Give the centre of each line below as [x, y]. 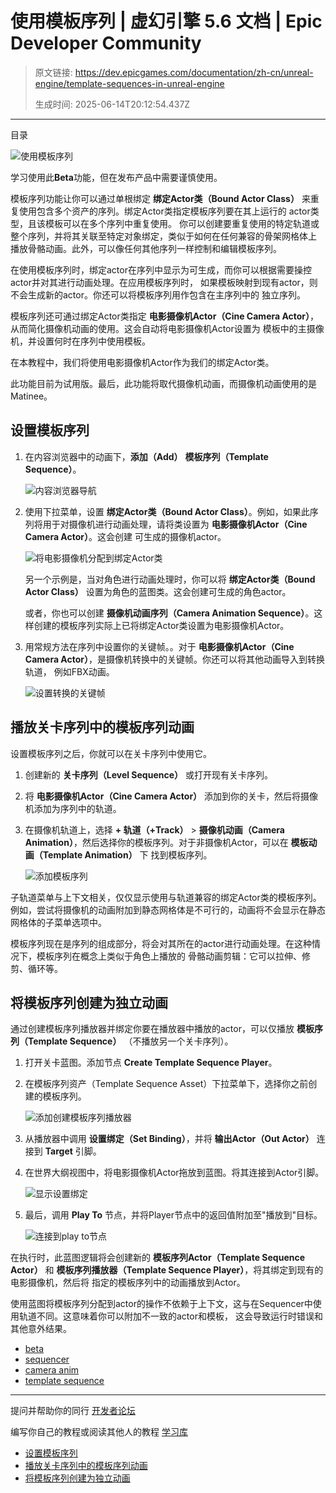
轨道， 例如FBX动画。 [69, 671]
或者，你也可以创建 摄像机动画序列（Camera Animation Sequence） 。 [169, 613]
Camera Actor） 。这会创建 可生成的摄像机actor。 [125, 536]
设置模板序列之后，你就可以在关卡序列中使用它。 [111, 753]
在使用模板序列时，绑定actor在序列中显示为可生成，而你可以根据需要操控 [161, 269]
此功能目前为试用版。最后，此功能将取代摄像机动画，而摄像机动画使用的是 [163, 383]
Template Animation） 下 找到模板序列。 [127, 854]
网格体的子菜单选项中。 [58, 922]
